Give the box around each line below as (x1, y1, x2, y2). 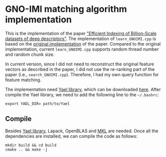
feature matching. (5, 77, 42, 83)
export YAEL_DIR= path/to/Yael (5, 101, 70, 106)
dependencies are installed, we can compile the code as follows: (5, 133, 138, 139)
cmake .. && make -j (5, 147, 48, 152)
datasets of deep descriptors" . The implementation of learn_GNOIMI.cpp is (5, 36, 157, 42)
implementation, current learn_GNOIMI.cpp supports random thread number (5, 46, 159, 52)
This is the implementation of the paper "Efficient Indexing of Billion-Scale (5, 30, 157, 36)
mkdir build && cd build (5, 143, 57, 148)
